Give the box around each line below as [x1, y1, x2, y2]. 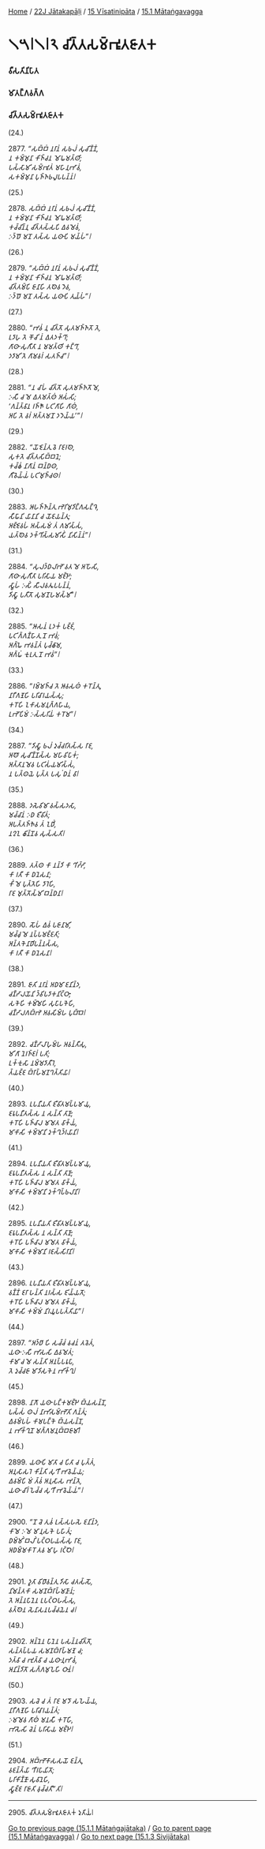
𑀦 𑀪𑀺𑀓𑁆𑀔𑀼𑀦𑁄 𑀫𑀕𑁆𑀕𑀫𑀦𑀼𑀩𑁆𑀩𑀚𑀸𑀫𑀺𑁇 [8, 1426, 80, 1435]
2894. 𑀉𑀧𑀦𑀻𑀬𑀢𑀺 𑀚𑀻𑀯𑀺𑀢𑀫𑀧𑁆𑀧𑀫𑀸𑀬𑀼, [8, 1159, 92, 1168]
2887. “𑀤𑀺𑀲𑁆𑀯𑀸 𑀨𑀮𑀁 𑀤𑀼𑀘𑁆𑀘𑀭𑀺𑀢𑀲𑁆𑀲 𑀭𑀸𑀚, [8, 741, 94, 751]
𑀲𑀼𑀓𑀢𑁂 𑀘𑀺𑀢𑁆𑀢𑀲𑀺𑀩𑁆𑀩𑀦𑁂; [8, 452, 62, 461]
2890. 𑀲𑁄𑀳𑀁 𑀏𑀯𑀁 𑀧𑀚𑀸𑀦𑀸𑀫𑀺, [8, 920, 72, 930]
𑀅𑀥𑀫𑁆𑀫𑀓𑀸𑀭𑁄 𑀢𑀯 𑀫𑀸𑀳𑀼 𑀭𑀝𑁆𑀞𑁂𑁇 [8, 1545, 74, 1555]
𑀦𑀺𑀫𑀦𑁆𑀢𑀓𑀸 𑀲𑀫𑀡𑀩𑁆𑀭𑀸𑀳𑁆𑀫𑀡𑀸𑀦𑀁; [8, 1586, 76, 1596]
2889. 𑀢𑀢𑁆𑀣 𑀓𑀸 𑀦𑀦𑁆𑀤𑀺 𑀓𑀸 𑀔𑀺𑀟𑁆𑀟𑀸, [8, 861, 87, 870]
